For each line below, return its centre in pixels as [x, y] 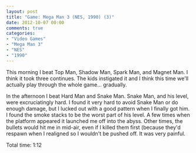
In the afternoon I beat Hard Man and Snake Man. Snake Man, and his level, [97, 96]
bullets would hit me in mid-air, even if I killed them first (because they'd [94, 127]
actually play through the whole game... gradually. [67, 84]
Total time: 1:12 [24, 145]
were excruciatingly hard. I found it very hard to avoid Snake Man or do [92, 102]
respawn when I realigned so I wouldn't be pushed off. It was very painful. [96, 134]
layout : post [22, 11]
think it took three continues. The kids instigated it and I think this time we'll [97, 78]
